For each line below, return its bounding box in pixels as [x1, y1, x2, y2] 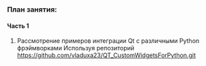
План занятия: [7, 5, 57, 14]
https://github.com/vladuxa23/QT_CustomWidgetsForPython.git [16, 51, 196, 59]
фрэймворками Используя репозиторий [16, 44, 135, 52]
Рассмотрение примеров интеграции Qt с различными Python [16, 37, 200, 45]
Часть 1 [7, 22, 29, 30]
